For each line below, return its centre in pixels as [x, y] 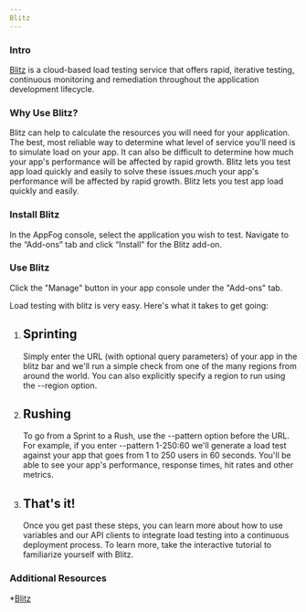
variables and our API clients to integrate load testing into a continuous [156, 535]
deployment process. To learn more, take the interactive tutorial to [147, 545]
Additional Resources [58, 578]
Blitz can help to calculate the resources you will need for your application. [150, 132]
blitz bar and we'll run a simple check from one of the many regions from [159, 365]
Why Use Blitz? [44, 112]
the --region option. [60, 385]
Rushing [47, 414]
